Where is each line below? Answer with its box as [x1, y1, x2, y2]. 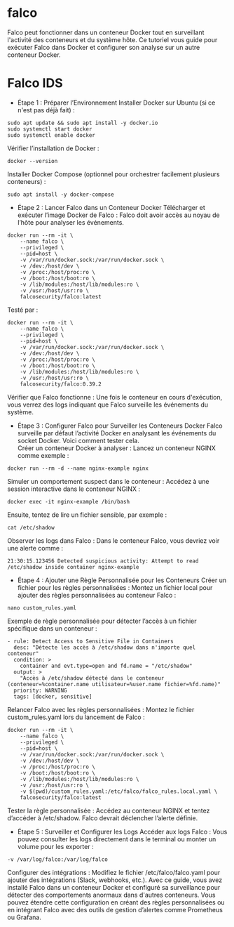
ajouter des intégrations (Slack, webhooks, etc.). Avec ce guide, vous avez [7, 876, 223, 884]
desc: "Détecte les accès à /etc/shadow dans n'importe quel [13, 644, 196, 651]
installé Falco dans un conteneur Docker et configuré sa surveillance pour [7, 883, 221, 891]
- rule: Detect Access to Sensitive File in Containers [7, 638, 174, 645]
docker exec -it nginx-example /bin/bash [7, 498, 130, 505]
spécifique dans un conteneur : [7, 624, 97, 633]
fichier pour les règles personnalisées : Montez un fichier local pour [17, 583, 213, 591]
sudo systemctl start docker [7, 125, 92, 133]
